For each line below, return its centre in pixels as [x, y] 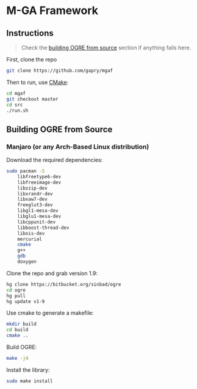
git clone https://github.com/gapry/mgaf [60, 71]
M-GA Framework [52, 11]
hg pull [16, 296]
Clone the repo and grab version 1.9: [52, 273]
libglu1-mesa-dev [39, 217]
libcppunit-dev [37, 222]
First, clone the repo [32, 59]
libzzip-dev [32, 188]
